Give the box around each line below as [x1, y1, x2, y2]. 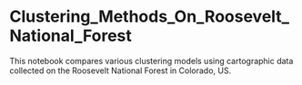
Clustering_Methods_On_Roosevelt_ [9, 6, 289, 27]
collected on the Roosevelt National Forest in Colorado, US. [9, 65, 232, 76]
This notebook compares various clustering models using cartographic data [9, 55, 294, 66]
